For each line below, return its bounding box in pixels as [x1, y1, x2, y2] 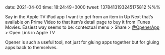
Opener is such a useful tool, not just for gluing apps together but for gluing [5, 39, 160, 45]
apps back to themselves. [5, 45, 58, 50]
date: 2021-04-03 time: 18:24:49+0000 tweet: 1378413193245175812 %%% [5, 4, 161, 10]
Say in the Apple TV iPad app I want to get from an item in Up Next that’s [5, 14, 154, 19]
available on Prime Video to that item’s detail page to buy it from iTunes [5, 19, 150, 25]
